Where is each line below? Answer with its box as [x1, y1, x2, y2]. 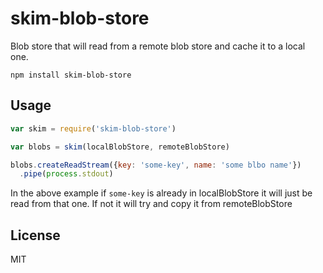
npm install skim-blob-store [10, 70, 132, 80]
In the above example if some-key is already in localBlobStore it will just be [10, 187, 313, 199]
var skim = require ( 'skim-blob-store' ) [10, 123, 177, 134]
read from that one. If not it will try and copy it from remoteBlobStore [10, 198, 293, 210]
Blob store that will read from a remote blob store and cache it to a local [10, 40, 306, 52]
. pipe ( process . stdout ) [19, 169, 114, 179]
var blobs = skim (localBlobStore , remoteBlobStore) [10, 142, 230, 152]
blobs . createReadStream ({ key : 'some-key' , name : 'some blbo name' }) [10, 160, 302, 170]
